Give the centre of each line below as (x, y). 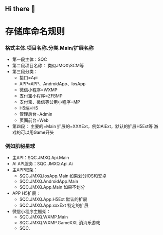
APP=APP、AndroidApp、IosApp (53, 84)
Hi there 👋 (20, 9)
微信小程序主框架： (31, 212)
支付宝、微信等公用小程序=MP (50, 102)
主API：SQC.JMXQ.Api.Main (40, 158)
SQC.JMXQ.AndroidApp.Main (49, 181)
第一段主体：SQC (29, 59)
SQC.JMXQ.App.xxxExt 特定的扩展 (54, 205)
